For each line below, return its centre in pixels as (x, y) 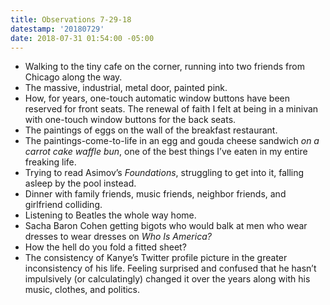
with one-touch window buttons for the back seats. (130, 120)
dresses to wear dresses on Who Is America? (118, 237)
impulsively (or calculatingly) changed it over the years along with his (167, 279)
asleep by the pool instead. (80, 183)
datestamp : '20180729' (57, 29)
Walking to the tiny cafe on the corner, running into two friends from (164, 67)
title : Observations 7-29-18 (71, 19)
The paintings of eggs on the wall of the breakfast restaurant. (151, 130)
